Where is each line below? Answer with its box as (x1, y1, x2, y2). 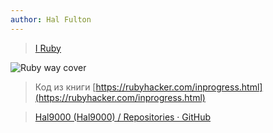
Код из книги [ (34, 81, 97, 93)
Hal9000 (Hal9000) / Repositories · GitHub (34, 111, 212, 123)
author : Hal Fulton (10, 14, 92, 25)
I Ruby (34, 42, 62, 54)
